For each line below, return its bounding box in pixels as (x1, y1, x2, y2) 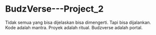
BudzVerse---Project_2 (5, 3, 104, 15)
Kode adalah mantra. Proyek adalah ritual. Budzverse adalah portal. (5, 24, 143, 30)
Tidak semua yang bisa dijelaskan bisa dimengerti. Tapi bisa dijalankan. (5, 19, 152, 25)
